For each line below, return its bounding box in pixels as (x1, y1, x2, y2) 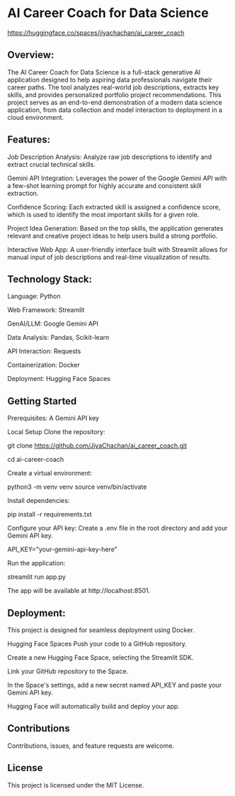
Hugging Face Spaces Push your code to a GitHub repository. (7, 640, 188, 648)
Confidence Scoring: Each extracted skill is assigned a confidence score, (7, 202, 221, 211)
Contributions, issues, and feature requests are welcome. (7, 741, 175, 750)
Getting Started (7, 395, 77, 407)
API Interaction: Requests (7, 347, 81, 355)
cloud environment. (7, 113, 64, 121)
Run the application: (7, 559, 66, 568)
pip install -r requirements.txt (7, 510, 92, 519)
